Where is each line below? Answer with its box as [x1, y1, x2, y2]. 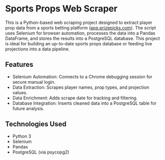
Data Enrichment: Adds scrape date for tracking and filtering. [12, 95, 138, 101]
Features [5, 60, 33, 69]
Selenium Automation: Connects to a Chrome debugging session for [12, 73, 153, 80]
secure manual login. [12, 79, 56, 85]
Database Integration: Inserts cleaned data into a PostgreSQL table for [12, 100, 157, 106]
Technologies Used [5, 120, 66, 129]
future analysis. [12, 105, 44, 111]
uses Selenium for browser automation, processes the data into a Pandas [5, 30, 156, 36]
